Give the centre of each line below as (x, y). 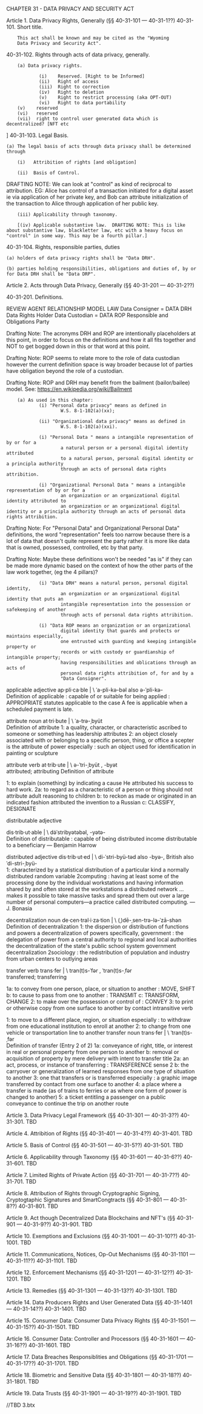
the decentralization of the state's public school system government (91, 946)
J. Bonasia (19, 908)
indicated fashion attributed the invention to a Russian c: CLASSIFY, (91, 802)
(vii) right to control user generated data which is (88, 119)
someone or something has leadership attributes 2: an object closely (92, 734)
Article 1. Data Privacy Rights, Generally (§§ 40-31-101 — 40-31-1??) (91, 20)
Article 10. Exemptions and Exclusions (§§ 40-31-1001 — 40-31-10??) (92, 1236)
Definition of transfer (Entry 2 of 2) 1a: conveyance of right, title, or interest (99, 1045)
